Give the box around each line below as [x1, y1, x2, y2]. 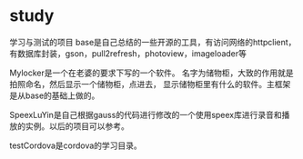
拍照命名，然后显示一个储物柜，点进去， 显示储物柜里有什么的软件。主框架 [9, 78, 291, 89]
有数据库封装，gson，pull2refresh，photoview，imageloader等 [9, 47, 247, 59]
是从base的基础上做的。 [9, 90, 100, 101]
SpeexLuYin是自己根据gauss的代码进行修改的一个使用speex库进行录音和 [9, 109, 282, 120]
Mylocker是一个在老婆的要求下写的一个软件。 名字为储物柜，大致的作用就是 [9, 67, 294, 78]
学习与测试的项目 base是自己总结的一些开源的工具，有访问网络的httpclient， [9, 36, 297, 47]
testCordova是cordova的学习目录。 [9, 140, 143, 151]
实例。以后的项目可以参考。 [25, 120, 129, 132]
